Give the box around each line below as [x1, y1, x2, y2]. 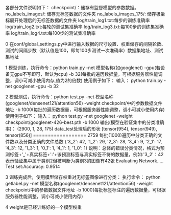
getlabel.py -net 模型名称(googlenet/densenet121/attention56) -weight [5, 181, 153, 186]
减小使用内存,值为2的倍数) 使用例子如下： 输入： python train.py [27, 77, 163, 83]
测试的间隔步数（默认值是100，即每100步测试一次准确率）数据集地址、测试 [5, 48, 163, 53]
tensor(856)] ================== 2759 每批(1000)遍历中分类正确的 [5, 132, 158, 138]
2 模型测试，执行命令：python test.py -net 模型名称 [5, 94, 114, 100]
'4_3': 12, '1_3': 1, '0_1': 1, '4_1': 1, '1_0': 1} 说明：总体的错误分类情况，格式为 [5, 145, 161, 151]
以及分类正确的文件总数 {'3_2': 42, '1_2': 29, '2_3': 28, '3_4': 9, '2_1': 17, [14, 139, 162, 144]
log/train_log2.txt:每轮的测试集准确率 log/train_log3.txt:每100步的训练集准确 [5, 24, 164, 30]
